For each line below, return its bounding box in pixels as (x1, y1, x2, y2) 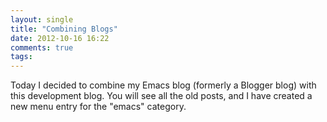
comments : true (10, 42, 74, 53)
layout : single (10, 14, 74, 25)
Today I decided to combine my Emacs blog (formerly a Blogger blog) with (10, 79, 317, 91)
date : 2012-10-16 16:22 (10, 33, 110, 43)
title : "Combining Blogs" (10, 24, 118, 34)
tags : (10, 52, 33, 62)
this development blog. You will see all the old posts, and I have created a (10, 90, 313, 102)
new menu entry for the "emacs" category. (10, 101, 187, 113)
